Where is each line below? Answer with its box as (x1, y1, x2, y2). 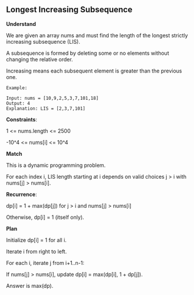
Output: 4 (6, 100, 31, 106)
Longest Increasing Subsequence (6, 5, 133, 15)
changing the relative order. (6, 55, 73, 63)
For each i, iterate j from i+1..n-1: (6, 259, 84, 266)
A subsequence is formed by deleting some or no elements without (6, 50, 169, 57)
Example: (6, 85, 28, 91)
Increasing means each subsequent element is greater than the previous (6, 67, 182, 74)
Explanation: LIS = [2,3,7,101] (6, 106, 86, 112)
